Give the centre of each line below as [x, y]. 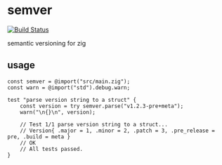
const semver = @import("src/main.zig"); [69, 81]
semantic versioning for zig [47, 43]
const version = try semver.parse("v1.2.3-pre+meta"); [102, 106]
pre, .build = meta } [39, 137]
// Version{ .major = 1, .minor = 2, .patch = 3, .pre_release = [118, 131]
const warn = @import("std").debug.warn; [69, 87]
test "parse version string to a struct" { [72, 100]
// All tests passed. [51, 149]
